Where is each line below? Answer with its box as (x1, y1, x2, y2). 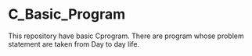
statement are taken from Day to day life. (8, 39, 139, 48)
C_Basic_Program (8, 5, 126, 23)
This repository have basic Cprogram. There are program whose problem (8, 31, 244, 40)
